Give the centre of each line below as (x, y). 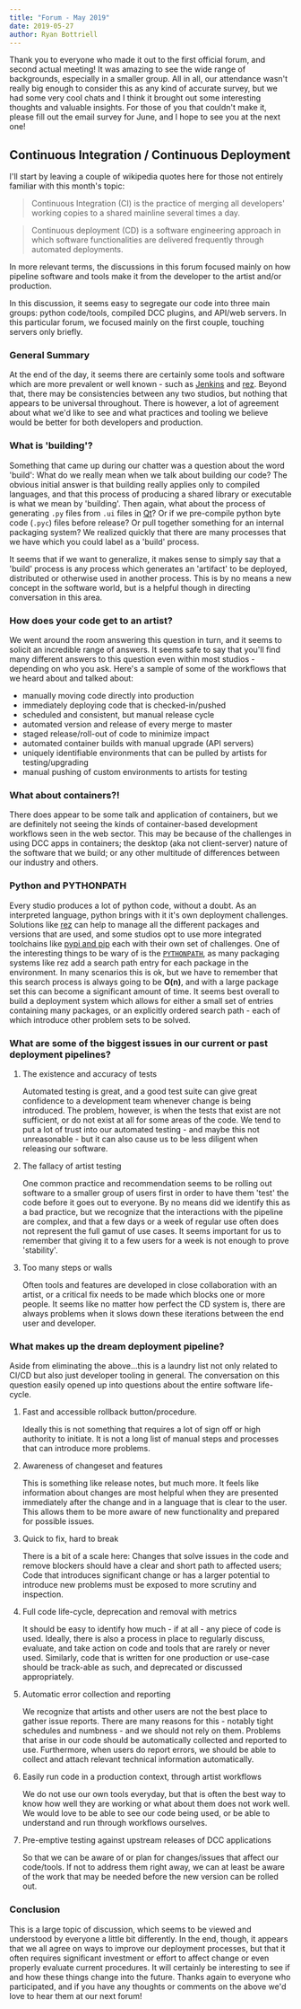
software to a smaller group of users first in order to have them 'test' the (155, 1193)
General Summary (50, 356)
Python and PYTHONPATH (68, 886)
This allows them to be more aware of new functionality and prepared (150, 1512)
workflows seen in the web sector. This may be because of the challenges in (150, 834)
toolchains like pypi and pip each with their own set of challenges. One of (145, 943)
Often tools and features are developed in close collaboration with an (150, 1284)
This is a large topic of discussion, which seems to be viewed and (131, 1929)
